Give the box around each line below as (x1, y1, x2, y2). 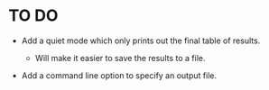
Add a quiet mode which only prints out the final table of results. (21, 35, 261, 46)
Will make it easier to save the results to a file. (34, 52, 206, 63)
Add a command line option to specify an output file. (21, 69, 218, 81)
